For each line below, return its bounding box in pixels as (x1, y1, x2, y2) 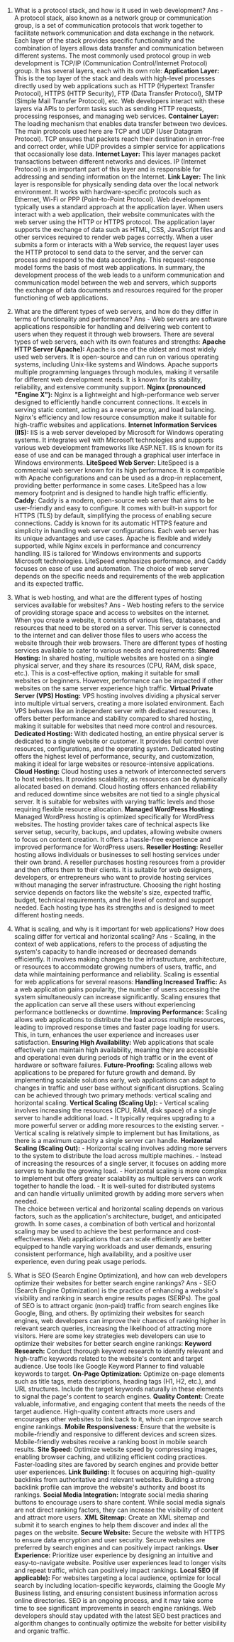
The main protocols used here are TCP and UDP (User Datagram (13, 127, 204, 135)
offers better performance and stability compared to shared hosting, (13, 715, 214, 722)
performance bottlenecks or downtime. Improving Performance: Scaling (13, 1008, 228, 1016)
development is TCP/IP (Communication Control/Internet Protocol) (13, 59, 208, 67)
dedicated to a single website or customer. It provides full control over (13, 737, 219, 745)
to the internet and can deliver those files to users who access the (13, 631, 208, 639)
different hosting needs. (13, 911, 84, 919)
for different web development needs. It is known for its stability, (13, 375, 203, 384)
